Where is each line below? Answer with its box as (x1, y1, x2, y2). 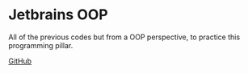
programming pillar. (8, 40, 74, 50)
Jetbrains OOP (8, 6, 108, 24)
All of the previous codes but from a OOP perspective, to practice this (8, 32, 241, 42)
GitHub (8, 56, 32, 66)
